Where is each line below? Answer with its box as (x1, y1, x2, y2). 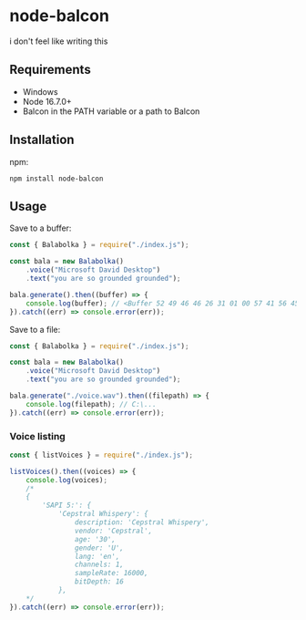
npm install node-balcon (9, 174, 104, 183)
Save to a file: (9, 324, 61, 335)
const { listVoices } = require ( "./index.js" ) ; (9, 450, 194, 460)
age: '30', (74, 534, 117, 543)
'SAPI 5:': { (42, 501, 92, 511)
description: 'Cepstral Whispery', (74, 518, 209, 527)
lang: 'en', (74, 552, 120, 561)
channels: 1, (74, 560, 125, 570)
